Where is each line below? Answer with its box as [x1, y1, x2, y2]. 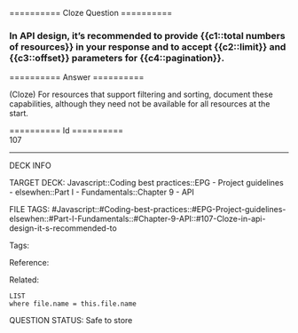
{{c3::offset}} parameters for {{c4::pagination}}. [9, 52, 224, 64]
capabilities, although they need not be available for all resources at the [9, 99, 271, 109]
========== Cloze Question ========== [9, 8, 173, 18]
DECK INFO [9, 160, 51, 171]
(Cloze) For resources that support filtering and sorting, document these [9, 89, 273, 100]
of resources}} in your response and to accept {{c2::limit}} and [9, 40, 286, 52]
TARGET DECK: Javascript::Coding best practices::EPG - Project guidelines [9, 178, 284, 188]
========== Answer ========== [9, 72, 145, 83]
